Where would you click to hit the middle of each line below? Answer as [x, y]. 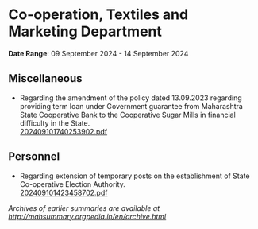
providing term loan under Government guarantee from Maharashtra [131, 106]
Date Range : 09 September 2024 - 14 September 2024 [98, 53]
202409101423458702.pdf [64, 192]
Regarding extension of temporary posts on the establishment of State [135, 176]
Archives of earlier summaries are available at [84, 208]
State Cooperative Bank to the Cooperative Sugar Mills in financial [127, 114]
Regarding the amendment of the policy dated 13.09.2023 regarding [131, 98]
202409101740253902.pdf [64, 131]
